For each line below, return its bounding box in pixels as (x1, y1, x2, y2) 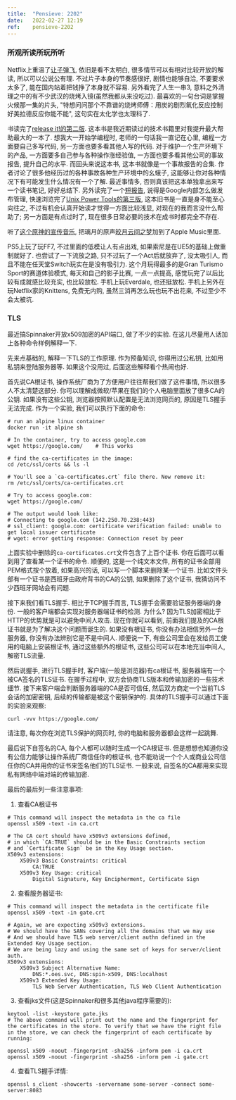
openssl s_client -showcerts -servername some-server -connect (7, 1080, 197, 1088)
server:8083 (7, 1087, 42, 1094)
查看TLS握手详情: (17, 1066, 68, 1075)
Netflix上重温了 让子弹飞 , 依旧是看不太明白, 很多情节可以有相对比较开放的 (7, 65, 218, 74)
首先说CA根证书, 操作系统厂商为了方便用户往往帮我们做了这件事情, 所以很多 (7, 377, 226, 386)
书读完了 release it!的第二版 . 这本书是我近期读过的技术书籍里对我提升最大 (7, 124, 218, 132)
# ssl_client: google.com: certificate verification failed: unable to (7, 523, 221, 530)
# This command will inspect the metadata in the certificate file (7, 903, 209, 910)
